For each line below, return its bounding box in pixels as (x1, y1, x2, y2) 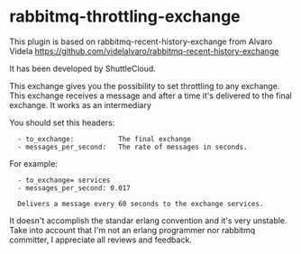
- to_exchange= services (17, 176, 111, 185)
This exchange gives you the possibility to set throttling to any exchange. (9, 80, 280, 91)
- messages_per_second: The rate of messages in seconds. (17, 142, 248, 151)
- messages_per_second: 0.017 (17, 183, 131, 193)
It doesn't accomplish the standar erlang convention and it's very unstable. (9, 214, 287, 226)
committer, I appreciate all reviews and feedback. (9, 234, 192, 245)
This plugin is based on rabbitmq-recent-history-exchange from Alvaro (9, 36, 273, 47)
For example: (9, 158, 59, 168)
